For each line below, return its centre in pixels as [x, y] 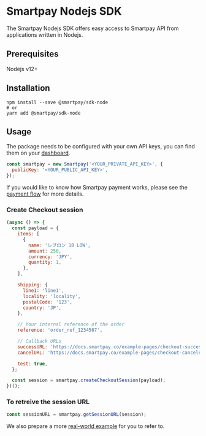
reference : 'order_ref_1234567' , [60, 330]
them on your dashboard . [38, 153]
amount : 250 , [45, 251]
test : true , [32, 364]
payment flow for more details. [45, 194]
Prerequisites [32, 54]
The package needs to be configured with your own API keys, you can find [101, 147]
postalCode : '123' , [47, 302]
